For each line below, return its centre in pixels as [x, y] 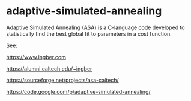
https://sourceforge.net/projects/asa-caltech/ [62, 80]
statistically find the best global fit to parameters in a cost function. [89, 33]
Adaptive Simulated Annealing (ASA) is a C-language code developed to [95, 27]
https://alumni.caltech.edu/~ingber [49, 68]
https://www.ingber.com [36, 57]
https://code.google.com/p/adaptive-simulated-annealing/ [79, 91]
